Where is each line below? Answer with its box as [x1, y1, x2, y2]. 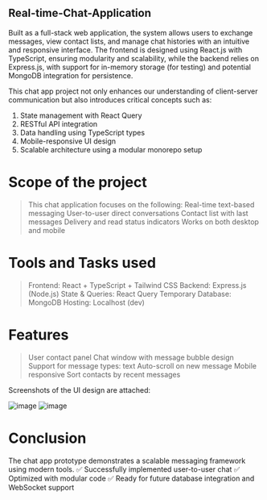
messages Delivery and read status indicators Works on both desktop [27, 217, 260, 227]
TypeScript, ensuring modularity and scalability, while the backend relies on [8, 53, 260, 63]
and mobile [27, 225, 66, 235]
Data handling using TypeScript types [19, 127, 146, 137]
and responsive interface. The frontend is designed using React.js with [8, 44, 243, 55]
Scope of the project [8, 173, 147, 191]
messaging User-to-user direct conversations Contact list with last [27, 208, 249, 218]
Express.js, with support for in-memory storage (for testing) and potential [8, 62, 252, 72]
